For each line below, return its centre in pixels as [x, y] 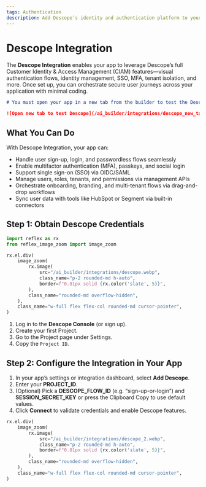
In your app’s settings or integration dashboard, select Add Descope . [102, 378]
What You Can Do [40, 133]
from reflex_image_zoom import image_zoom [61, 244]
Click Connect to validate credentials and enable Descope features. [101, 410]
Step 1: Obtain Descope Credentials [75, 224]
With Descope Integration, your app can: [58, 147]
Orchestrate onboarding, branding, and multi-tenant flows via [93, 185]
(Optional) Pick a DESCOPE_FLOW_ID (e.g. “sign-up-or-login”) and [100, 391]
